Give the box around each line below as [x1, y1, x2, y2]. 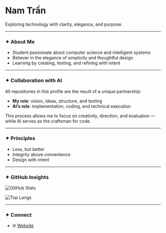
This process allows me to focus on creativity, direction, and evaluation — [5, 113, 156, 119]
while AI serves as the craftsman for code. [5, 118, 91, 124]
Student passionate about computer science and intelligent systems [12, 49, 151, 55]
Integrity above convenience [12, 151, 71, 157]
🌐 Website [12, 223, 34, 229]
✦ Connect [5, 212, 32, 219]
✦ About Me [5, 38, 35, 45]
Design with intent [12, 156, 49, 163]
